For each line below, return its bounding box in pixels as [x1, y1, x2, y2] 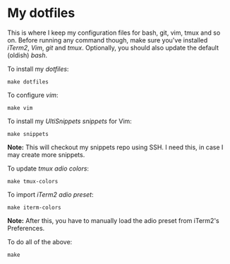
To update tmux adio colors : [7, 164, 90, 173]
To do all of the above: [7, 237, 73, 246]
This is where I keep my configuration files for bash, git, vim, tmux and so [7, 28, 221, 37]
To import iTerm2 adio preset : [7, 190, 94, 199]
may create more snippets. [7, 150, 85, 159]
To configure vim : [7, 91, 59, 99]
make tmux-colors [7, 178, 59, 185]
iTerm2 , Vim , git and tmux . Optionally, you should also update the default [7, 43, 219, 52]
